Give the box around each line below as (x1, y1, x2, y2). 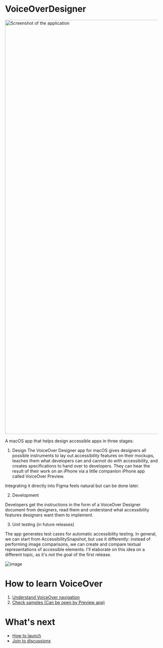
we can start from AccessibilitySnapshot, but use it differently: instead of (5, 536, 151, 542)
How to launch (12, 632, 41, 638)
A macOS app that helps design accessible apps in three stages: (5, 438, 134, 444)
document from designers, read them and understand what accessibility (5, 507, 149, 512)
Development (12, 492, 39, 498)
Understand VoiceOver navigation (12, 594, 80, 600)
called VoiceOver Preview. (12, 473, 65, 479)
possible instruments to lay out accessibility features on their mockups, (12, 452, 155, 458)
